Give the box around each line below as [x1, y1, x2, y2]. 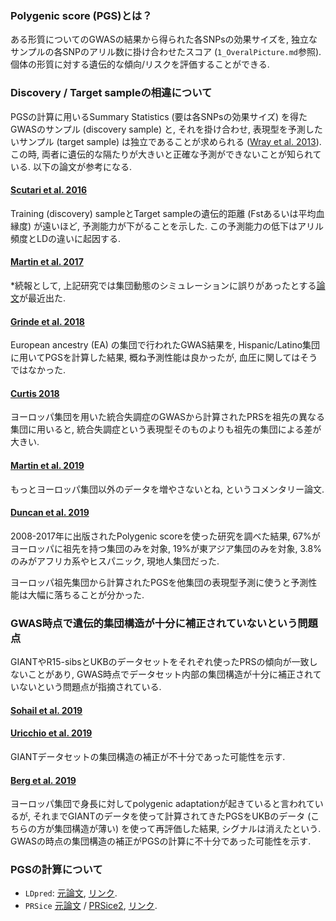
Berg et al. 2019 [10, 774, 77, 786]
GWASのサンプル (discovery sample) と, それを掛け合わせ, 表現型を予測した [10, 123, 323, 135]
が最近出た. [19, 292, 67, 304]
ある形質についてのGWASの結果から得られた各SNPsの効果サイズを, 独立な [10, 33, 318, 46]
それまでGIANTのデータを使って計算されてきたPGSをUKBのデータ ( [32, 810, 312, 822]
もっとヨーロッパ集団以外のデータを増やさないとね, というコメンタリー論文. [10, 483, 325, 495]
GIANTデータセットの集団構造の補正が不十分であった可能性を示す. [10, 750, 286, 762]
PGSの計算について [10, 863, 103, 877]
